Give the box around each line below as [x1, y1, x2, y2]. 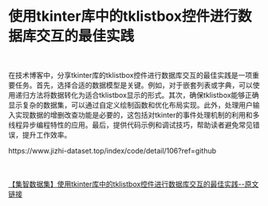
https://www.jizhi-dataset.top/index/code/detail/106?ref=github [8, 146, 217, 155]
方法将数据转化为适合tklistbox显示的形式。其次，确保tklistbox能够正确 [29, 90, 259, 99]
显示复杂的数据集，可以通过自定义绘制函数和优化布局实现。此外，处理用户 [8, 100, 253, 110]
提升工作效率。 [22, 130, 72, 139]
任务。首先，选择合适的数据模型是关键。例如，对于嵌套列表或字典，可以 [14, 80, 253, 90]
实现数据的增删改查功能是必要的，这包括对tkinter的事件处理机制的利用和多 [14, 110, 260, 119]
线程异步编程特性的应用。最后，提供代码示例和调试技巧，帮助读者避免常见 [8, 120, 253, 130]
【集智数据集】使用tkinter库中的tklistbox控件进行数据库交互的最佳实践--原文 [8, 179, 259, 189]
